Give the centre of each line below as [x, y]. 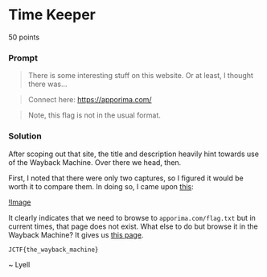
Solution [25, 136]
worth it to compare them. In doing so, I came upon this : [101, 186]
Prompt [23, 58]
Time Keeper [52, 15]
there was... [47, 84]
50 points [24, 37]
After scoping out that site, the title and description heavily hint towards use [134, 154]
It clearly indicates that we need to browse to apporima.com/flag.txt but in [132, 217]
